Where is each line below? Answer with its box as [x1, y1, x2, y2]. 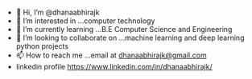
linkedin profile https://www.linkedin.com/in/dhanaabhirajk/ [15, 62, 213, 71]
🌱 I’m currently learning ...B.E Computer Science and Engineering [15, 25, 233, 34]
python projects [15, 41, 69, 51]
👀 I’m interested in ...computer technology [15, 16, 155, 26]
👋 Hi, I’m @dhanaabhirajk [15, 8, 100, 17]
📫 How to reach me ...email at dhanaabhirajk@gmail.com [15, 50, 207, 60]
